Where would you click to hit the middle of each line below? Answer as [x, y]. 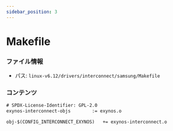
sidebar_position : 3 [32, 12]
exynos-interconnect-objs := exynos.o [64, 111]
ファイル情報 [25, 61]
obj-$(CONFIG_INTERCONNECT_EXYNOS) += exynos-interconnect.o [87, 122]
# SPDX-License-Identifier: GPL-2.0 [52, 106]
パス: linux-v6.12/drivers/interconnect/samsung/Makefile [87, 76]
